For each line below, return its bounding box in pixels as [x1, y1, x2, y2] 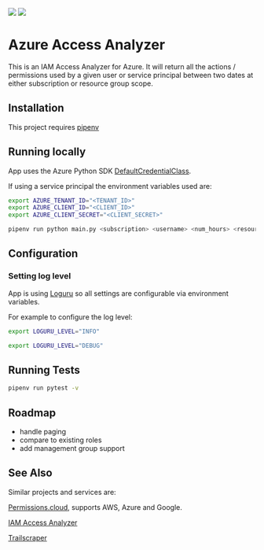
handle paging [19, 427, 67, 436]
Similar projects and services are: [8, 487, 116, 496]
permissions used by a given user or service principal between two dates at [8, 70, 254, 79]
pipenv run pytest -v [8, 384, 79, 393]
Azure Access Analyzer [8, 36, 166, 54]
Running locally [8, 146, 86, 159]
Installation [8, 102, 64, 115]
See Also [8, 467, 53, 480]
